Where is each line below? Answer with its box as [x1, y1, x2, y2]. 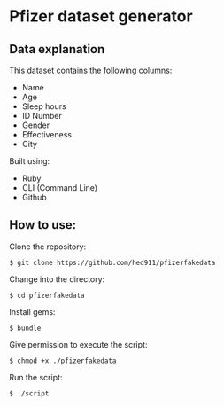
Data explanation [9, 42, 105, 57]
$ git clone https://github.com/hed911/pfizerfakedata [9, 258, 216, 267]
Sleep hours [21, 101, 66, 112]
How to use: [9, 217, 77, 232]
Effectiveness [21, 129, 73, 139]
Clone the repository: [9, 241, 87, 252]
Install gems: [9, 306, 56, 317]
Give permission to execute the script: [9, 339, 148, 349]
